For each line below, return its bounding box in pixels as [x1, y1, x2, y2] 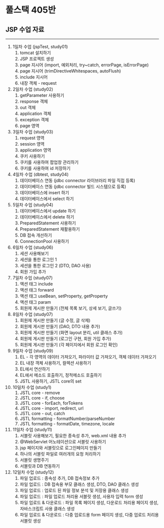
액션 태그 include [19, 281, 53, 287]
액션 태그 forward [19, 287, 54, 292]
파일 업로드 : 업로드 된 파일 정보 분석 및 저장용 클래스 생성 [19, 488, 129, 493]
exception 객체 [19, 117, 49, 122]
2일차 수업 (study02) [12, 86, 54, 92]
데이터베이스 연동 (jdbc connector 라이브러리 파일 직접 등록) [19, 178, 135, 183]
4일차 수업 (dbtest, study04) [12, 171, 69, 177]
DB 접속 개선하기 [19, 232, 53, 238]
